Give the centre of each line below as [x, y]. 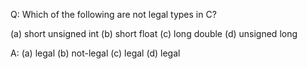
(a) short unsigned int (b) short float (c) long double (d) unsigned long [154, 33]
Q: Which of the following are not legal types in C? [113, 14]
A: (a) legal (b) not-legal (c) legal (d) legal [95, 53]
